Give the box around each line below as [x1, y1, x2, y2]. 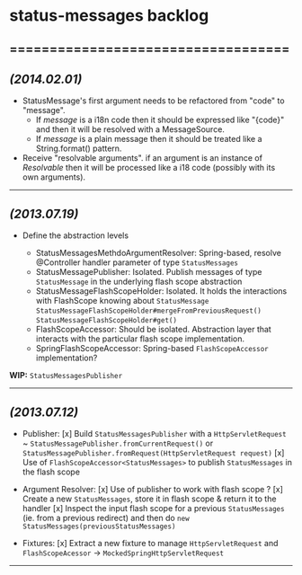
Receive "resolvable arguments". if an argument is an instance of [22, 153, 263, 164]
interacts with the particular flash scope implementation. [35, 333, 245, 344]
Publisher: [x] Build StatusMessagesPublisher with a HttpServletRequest [22, 429, 287, 439]
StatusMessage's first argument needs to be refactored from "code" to [22, 95, 285, 106]
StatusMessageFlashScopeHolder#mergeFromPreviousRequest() [35, 306, 262, 315]
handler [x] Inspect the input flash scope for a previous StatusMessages [22, 503, 285, 514]
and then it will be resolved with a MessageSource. [35, 124, 225, 135]
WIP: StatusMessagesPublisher [9, 370, 123, 381]
